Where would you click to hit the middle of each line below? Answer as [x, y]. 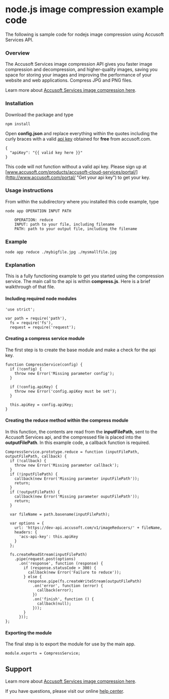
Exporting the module [29, 633]
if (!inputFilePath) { [34, 474]
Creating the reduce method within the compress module [67, 420]
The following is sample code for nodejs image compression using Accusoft [84, 34]
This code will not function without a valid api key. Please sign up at [76, 166]
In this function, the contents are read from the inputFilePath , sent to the [81, 432]
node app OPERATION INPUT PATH [38, 211]
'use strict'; [20, 309]
